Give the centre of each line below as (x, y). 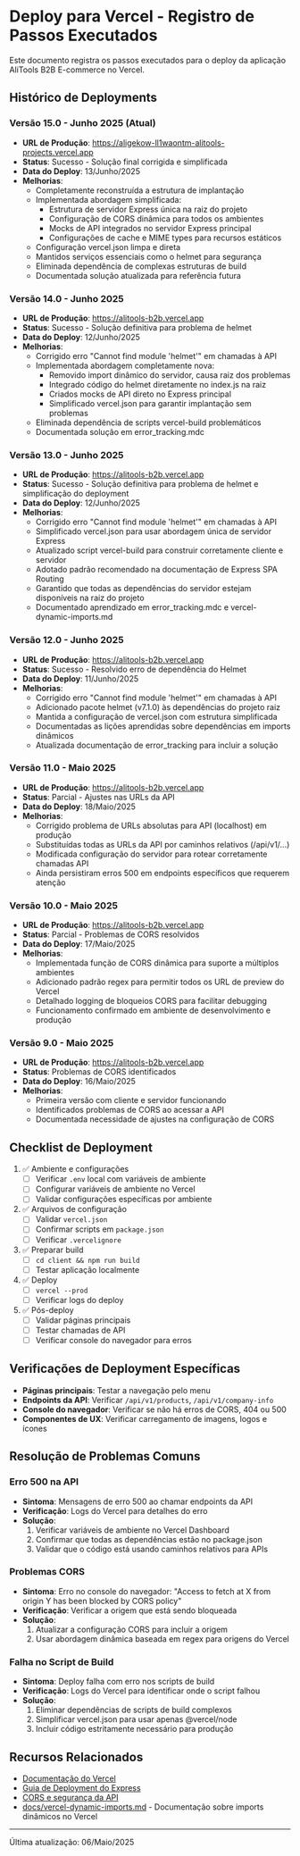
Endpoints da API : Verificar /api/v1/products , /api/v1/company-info (148, 1400)
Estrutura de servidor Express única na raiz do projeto (148, 209)
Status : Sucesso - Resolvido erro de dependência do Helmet (134, 669)
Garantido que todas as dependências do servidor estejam (143, 589)
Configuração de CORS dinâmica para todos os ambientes (156, 218)
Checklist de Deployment (81, 1147)
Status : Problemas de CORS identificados (99, 1072)
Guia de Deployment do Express (81, 1787)
